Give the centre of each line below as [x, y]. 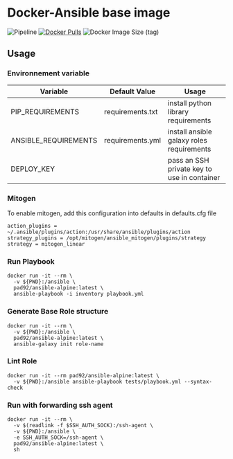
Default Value [133, 91]
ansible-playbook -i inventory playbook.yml [79, 294]
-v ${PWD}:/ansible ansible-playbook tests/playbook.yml [97, 381]
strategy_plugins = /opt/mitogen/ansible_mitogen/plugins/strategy [107, 238]
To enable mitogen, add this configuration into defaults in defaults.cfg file [112, 213]
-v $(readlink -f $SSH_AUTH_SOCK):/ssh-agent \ [84, 426]
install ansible [190, 132]
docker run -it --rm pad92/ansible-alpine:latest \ [83, 375]
